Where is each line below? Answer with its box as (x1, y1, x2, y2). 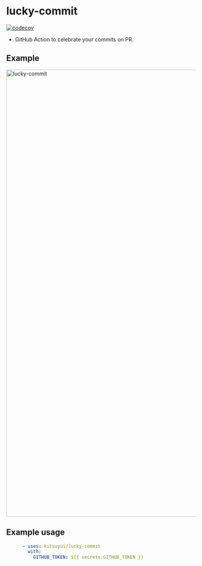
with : (28, 549, 42, 555)
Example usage (6, 528, 65, 538)
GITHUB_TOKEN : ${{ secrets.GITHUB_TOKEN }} (32, 555, 144, 561)
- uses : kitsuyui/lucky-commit (22, 543, 101, 549)
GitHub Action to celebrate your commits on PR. (14, 35, 134, 43)
